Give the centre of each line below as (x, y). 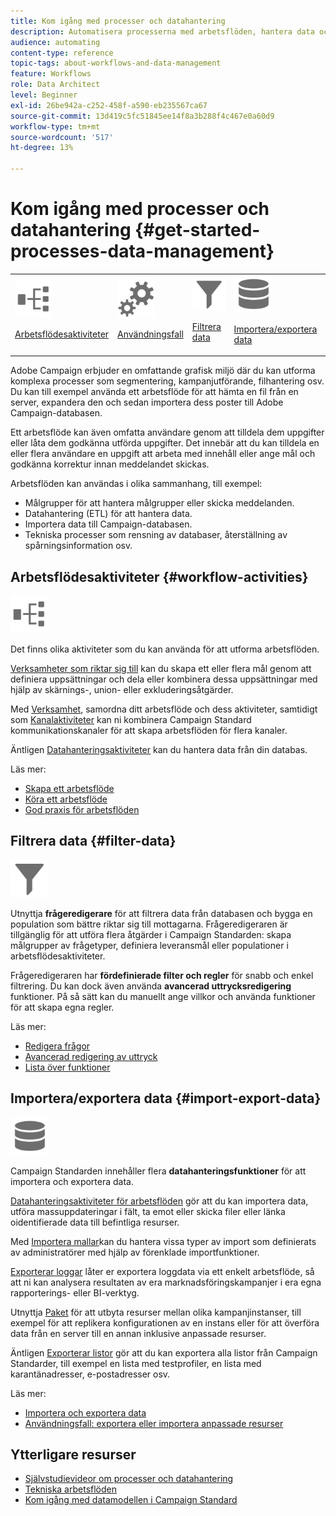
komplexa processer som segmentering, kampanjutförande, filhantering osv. (167, 381)
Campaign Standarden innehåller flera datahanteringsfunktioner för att (158, 1171)
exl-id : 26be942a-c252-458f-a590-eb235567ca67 (109, 105)
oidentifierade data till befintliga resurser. (95, 1222)
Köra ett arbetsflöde (66, 799)
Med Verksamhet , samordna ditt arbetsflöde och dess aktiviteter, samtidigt (164, 709)
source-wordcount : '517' (62, 137)
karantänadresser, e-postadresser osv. (90, 1374)
